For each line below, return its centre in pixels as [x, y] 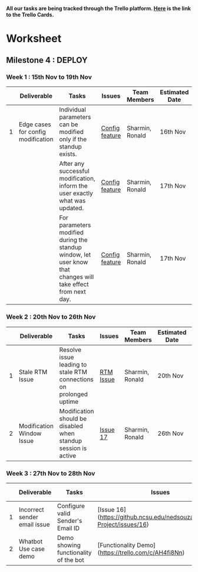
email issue [34, 525]
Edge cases [35, 124]
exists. [68, 154]
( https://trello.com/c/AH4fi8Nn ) [141, 552]
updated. [71, 208]
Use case [32, 549]
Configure [71, 506]
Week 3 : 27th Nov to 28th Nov [51, 473]
